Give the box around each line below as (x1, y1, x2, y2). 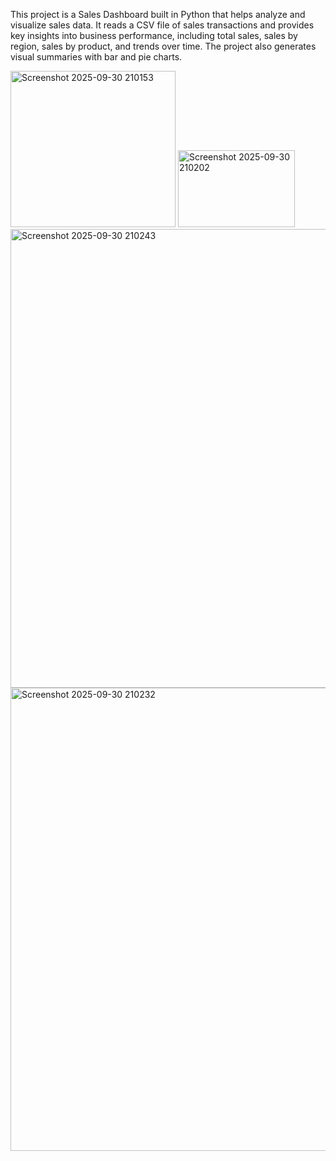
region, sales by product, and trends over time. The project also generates (10, 40, 317, 52)
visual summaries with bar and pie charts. (10, 51, 183, 63)
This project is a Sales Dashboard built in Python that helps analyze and (10, 9, 306, 20)
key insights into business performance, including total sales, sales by (10, 30, 298, 41)
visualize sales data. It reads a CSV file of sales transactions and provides (10, 19, 315, 31)
